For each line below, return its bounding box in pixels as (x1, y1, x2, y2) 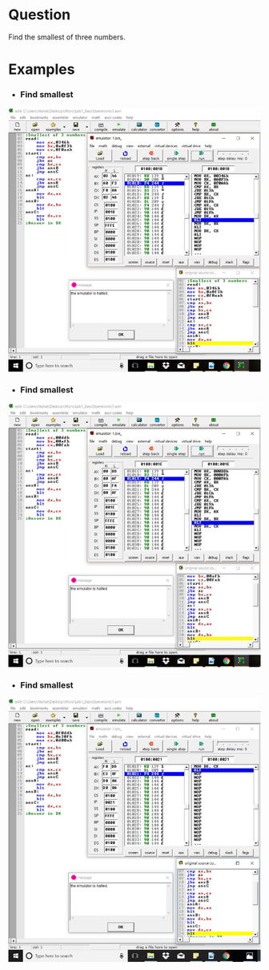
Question (8, 6, 70, 24)
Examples (8, 60, 75, 79)
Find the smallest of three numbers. (8, 32, 126, 42)
